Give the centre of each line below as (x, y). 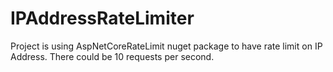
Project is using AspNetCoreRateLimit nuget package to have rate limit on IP (166, 46)
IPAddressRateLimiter (102, 18)
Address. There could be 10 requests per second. (112, 56)
